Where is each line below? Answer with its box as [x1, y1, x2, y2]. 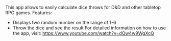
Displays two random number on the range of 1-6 [12, 20, 116, 25]
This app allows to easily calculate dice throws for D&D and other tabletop [5, 5, 161, 10]
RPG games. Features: [5, 10, 52, 16]
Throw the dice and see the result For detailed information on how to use [12, 25, 166, 31]
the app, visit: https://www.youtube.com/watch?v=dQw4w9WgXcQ [12, 30, 155, 36]
